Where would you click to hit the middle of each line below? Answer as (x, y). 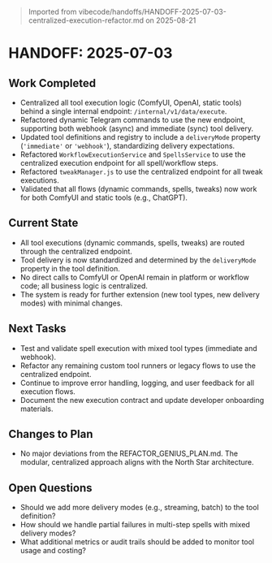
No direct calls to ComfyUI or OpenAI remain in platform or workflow (134, 277)
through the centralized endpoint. (76, 251)
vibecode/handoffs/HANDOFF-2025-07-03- (153, 12)
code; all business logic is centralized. (84, 286)
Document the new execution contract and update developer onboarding (142, 400)
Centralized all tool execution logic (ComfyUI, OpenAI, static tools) (131, 102)
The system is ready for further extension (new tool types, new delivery (140, 294)
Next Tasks (37, 329)
